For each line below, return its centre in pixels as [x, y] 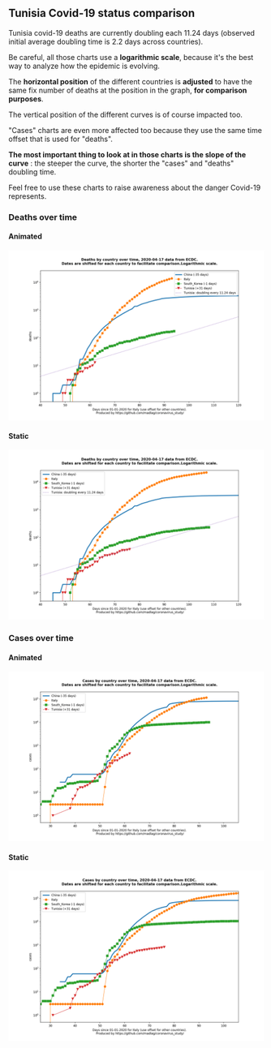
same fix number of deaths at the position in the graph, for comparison [128, 90]
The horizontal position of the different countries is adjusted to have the [131, 81]
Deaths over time [43, 217]
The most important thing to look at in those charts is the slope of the [127, 154]
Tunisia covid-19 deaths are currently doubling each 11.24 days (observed [132, 32]
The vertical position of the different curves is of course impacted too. [126, 114]
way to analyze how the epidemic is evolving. [84, 66]
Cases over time [41, 638]
